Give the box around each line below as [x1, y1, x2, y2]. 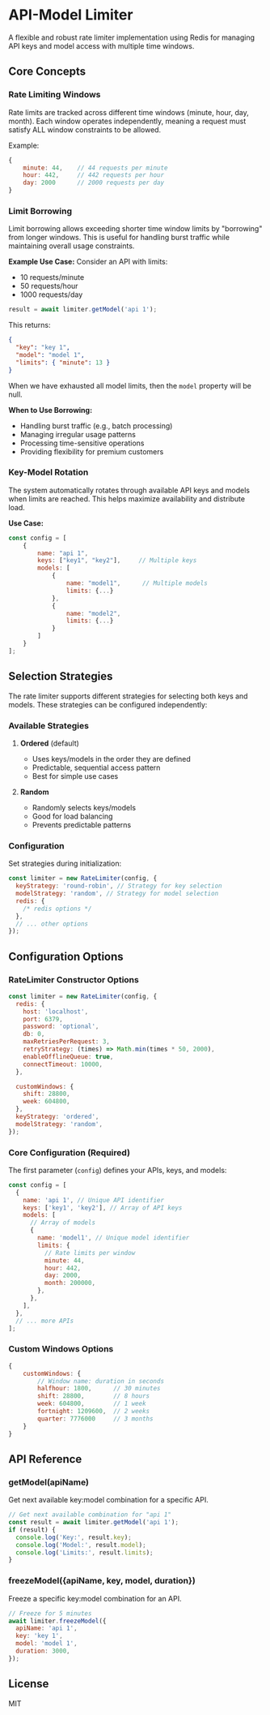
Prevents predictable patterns [32, 819, 132, 829]
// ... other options [15, 919, 89, 928]
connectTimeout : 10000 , [23, 1060, 103, 1068]
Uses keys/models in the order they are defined [32, 754, 192, 763]
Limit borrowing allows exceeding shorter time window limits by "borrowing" [8, 224, 263, 234]
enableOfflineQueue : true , [23, 1052, 114, 1060]
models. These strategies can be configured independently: [8, 699, 208, 709]
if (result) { [8, 1525, 57, 1534]
